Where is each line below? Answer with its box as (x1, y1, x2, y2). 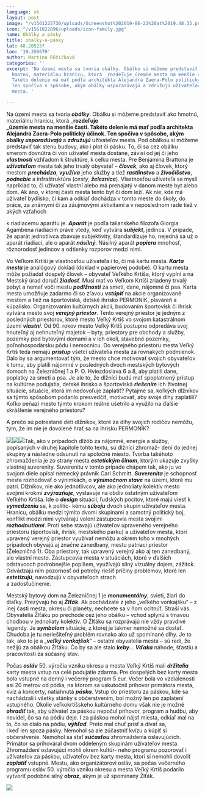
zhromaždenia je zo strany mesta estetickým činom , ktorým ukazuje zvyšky (6, 456, 199, 464)
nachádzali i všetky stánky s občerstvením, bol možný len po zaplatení (6, 694, 184, 702)
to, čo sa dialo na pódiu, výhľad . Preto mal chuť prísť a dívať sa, (6, 720, 167, 727)
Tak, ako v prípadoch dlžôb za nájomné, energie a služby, (24, 437, 170, 444)
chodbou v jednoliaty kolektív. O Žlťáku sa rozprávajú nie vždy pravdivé (6, 618, 186, 625)
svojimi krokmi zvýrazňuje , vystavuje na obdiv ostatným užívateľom (6, 489, 178, 496)
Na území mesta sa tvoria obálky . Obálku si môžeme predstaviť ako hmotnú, (6, 110, 199, 118)
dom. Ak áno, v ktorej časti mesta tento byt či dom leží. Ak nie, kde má (6, 188, 183, 195)
